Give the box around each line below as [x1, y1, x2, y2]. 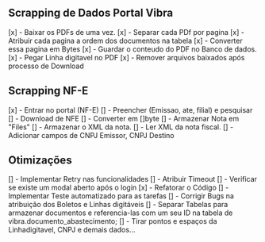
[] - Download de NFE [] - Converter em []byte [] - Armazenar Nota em [8, 113, 240, 123]
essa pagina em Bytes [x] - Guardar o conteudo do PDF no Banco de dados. [8, 44, 257, 54]
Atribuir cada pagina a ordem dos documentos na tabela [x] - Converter [8, 36, 244, 45]
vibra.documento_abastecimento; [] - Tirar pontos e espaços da [8, 217, 217, 226]
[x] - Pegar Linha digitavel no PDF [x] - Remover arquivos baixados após [8, 52, 245, 62]
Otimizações [8, 154, 73, 167]
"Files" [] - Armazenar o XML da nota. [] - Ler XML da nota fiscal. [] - [8, 122, 234, 132]
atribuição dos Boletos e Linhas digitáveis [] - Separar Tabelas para [8, 200, 229, 209]
